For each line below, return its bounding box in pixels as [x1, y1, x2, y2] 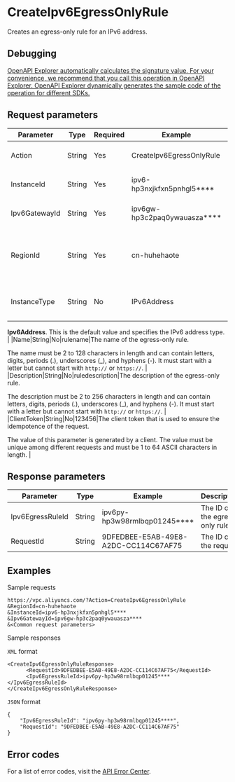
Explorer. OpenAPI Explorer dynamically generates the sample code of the [7, 81, 222, 90]
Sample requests [7, 583, 56, 592]
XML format [7, 647, 38, 656]
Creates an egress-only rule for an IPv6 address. [7, 27, 148, 36]
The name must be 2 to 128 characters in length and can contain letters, [7, 348, 215, 357]
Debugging [7, 48, 57, 60]
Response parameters [7, 470, 106, 482]
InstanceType [10, 296, 55, 306]
